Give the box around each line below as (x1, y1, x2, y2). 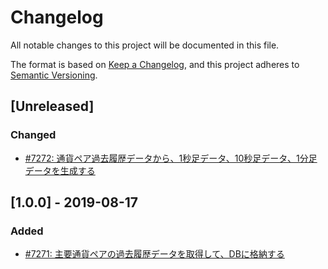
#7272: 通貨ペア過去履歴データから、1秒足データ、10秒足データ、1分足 (24, 152, 318, 164)
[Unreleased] (10, 98, 95, 115)
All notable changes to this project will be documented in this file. (10, 39, 280, 51)
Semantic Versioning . (10, 69, 98, 81)
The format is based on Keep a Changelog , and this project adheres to (10, 58, 300, 70)
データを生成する (24, 164, 96, 176)
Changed (10, 128, 57, 142)
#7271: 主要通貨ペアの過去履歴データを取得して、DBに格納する (24, 248, 285, 260)
